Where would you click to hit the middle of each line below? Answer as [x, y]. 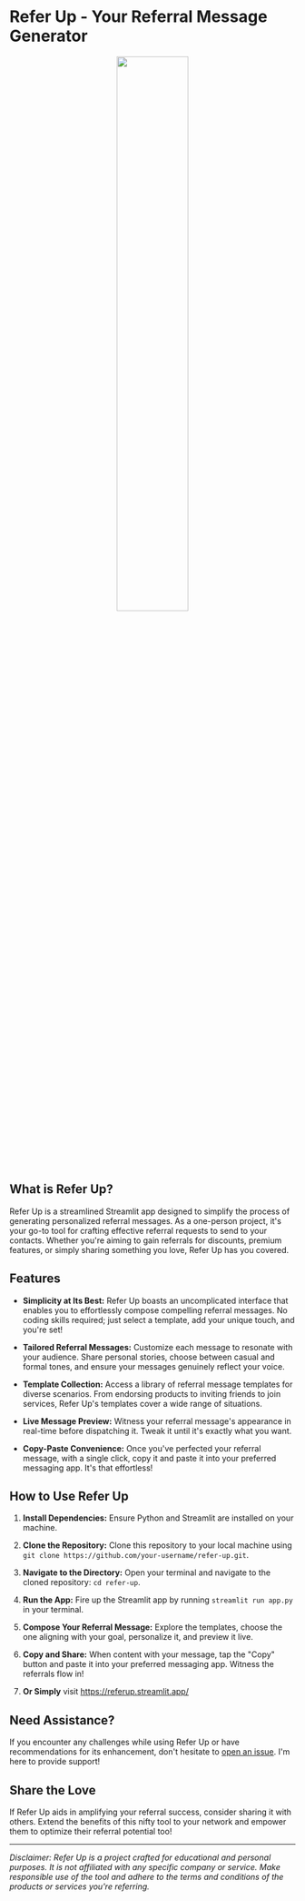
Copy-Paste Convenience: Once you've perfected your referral [142, 1448]
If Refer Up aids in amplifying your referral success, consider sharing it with [151, 1812]
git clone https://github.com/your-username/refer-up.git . [136, 1555]
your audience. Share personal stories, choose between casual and [148, 1357]
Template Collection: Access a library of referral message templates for [157, 1384]
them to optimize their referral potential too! [91, 1831]
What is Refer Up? [61, 1189]
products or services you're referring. [79, 1886]
